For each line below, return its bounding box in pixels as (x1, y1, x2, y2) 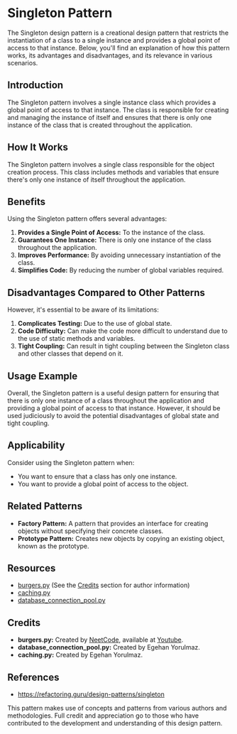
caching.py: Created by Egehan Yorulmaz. (17, 651, 143, 659)
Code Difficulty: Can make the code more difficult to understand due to (17, 327, 228, 335)
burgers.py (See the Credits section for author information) (17, 581, 190, 590)
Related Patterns (7, 500, 83, 513)
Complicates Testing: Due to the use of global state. (17, 319, 172, 328)
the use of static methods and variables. (17, 334, 136, 343)
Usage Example (7, 370, 78, 382)
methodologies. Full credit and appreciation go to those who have (7, 711, 199, 720)
